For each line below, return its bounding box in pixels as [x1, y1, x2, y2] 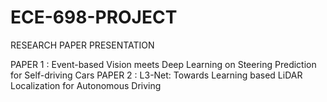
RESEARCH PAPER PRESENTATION [10, 39, 155, 51]
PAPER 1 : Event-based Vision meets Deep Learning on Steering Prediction [10, 58, 317, 70]
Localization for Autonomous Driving [10, 79, 162, 91]
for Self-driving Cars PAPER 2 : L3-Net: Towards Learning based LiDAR [10, 69, 303, 81]
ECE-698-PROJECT [10, 6, 178, 29]
